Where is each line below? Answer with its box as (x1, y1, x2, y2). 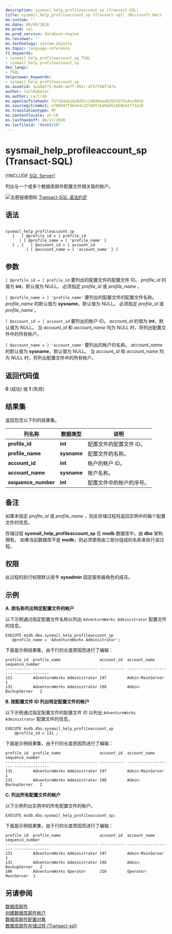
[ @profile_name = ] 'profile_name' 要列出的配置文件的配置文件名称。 (5, 294, 157, 301)
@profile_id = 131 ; (14, 731, 59, 736)
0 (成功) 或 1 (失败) (5, 386, 45, 392)
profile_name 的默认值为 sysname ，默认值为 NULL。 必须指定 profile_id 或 (5, 301, 164, 307)
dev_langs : (5, 65, 29, 70)
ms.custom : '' (5, 17, 36, 22)
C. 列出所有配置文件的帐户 (5, 792, 61, 798)
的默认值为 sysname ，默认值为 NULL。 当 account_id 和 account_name (5, 348, 158, 355)
